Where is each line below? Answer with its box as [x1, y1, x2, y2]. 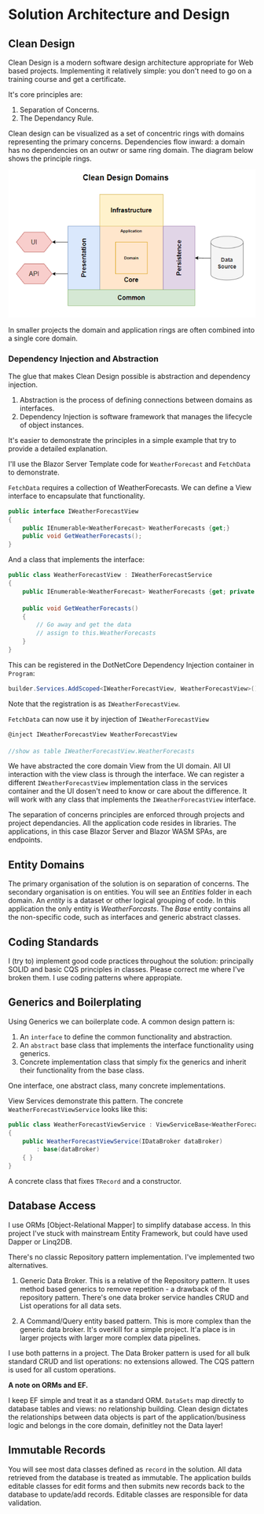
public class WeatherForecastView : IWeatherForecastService [8, 571, 213, 579]
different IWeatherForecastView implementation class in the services [8, 778, 228, 787]
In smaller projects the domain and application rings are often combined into [8, 325, 255, 335]
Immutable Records [8, 1444, 106, 1457]
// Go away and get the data [36, 621, 132, 629]
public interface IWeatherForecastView [8, 507, 139, 515]
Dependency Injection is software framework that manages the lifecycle [19, 411, 253, 421]
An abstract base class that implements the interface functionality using [19, 1040, 254, 1050]
